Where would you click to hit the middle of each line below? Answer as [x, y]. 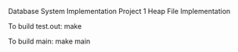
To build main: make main [49, 41]
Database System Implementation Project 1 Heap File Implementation [119, 11]
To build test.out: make [45, 26]
